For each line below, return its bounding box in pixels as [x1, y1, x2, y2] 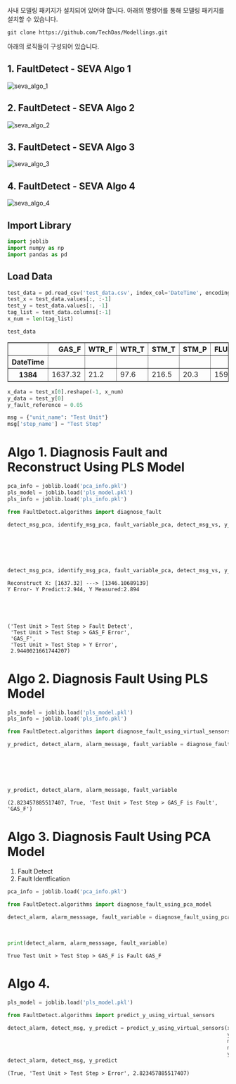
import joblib [7, 238, 49, 245]
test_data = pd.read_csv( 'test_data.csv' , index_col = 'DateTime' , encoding [7, 289, 231, 296]
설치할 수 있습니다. [7, 15, 58, 23]
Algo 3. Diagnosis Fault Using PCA [7, 829, 211, 845]
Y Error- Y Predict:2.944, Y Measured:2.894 [7, 586, 140, 593]
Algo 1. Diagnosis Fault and [7, 444, 168, 460]
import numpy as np [7, 244, 65, 251]
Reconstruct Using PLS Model [7, 460, 185, 475]
